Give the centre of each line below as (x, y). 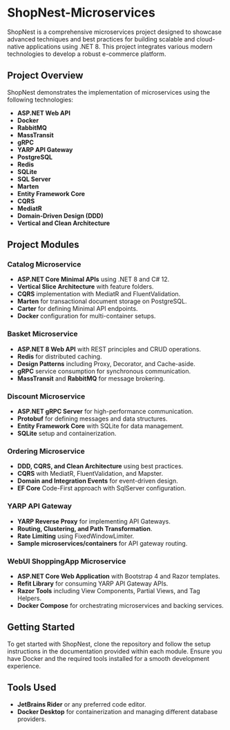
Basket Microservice (42, 334)
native (16, 46)
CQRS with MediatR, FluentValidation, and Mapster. (90, 474)
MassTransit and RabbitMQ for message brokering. (91, 378)
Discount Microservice (46, 396)
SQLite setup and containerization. (67, 434)
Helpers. (29, 598)
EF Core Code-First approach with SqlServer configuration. (102, 488)
